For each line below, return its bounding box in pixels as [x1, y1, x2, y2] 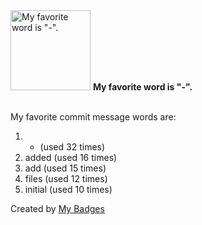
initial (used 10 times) [24, 184, 113, 195]
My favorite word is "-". [92, 81, 193, 93]
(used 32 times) [39, 141, 106, 153]
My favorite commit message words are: [10, 111, 177, 123]
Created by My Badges [10, 203, 105, 214]
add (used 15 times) [24, 162, 107, 174]
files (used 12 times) [24, 173, 108, 184]
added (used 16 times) [24, 152, 118, 163]
